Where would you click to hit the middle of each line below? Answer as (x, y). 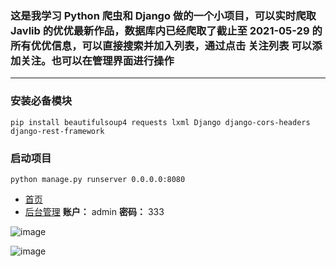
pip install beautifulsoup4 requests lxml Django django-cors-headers (160, 122)
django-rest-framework (57, 131)
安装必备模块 (41, 101)
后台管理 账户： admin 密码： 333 (94, 211)
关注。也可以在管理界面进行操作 (97, 60)
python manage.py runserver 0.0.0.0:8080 (98, 179)
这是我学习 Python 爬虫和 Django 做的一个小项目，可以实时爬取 (163, 15)
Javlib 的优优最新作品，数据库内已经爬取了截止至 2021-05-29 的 (166, 30)
